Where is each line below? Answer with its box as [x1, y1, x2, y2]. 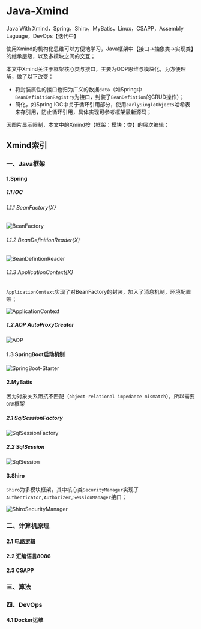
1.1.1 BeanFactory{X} [6, 204, 56, 211]
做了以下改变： [16, 73, 54, 80]
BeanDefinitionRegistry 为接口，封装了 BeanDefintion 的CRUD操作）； [14, 93, 185, 100]
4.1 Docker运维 [6, 616, 44, 624]
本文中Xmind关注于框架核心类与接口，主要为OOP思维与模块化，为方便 [6, 65, 181, 73]
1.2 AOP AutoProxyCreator [6, 321, 74, 329]
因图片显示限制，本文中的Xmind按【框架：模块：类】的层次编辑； [6, 121, 170, 128]
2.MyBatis [6, 378, 33, 386]
